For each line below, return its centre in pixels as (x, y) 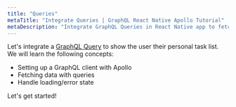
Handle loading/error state (55, 83)
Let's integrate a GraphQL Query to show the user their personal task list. (113, 47)
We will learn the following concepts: (60, 54)
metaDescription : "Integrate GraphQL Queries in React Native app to (111, 27)
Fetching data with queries (56, 75)
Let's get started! (32, 96)
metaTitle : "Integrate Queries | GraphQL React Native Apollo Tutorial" (116, 20)
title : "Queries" (33, 14)
